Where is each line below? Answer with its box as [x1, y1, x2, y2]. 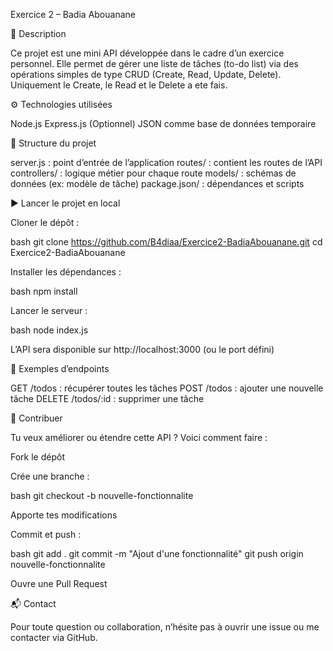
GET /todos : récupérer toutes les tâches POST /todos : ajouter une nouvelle [10, 382, 324, 394]
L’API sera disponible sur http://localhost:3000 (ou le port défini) [10, 344, 275, 355]
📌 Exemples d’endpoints [10, 363, 110, 374]
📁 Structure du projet [10, 137, 97, 149]
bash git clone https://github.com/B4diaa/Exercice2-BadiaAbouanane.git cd [10, 236, 323, 248]
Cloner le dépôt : [10, 217, 80, 228]
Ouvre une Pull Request [10, 578, 108, 589]
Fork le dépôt [10, 451, 65, 463]
